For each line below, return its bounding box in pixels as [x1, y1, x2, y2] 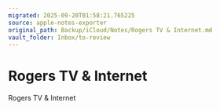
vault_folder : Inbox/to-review [8, 33, 111, 42]
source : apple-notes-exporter [8, 19, 108, 27]
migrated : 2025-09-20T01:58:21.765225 [8, 11, 135, 20]
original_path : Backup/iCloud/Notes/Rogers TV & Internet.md [8, 26, 213, 34]
